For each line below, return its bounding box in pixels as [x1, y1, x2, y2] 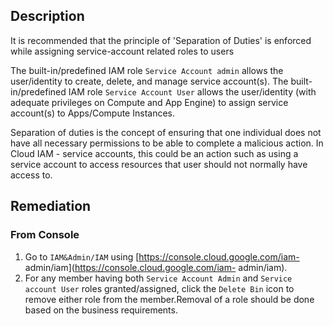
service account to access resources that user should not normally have [10, 158, 308, 170]
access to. [10, 169, 53, 181]
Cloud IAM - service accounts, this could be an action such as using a [10, 147, 299, 159]
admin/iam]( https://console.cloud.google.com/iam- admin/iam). [24, 261, 288, 273]
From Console [10, 228, 80, 242]
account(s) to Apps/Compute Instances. [10, 107, 175, 119]
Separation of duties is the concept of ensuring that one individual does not [10, 126, 322, 138]
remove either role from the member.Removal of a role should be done [24, 293, 315, 305]
